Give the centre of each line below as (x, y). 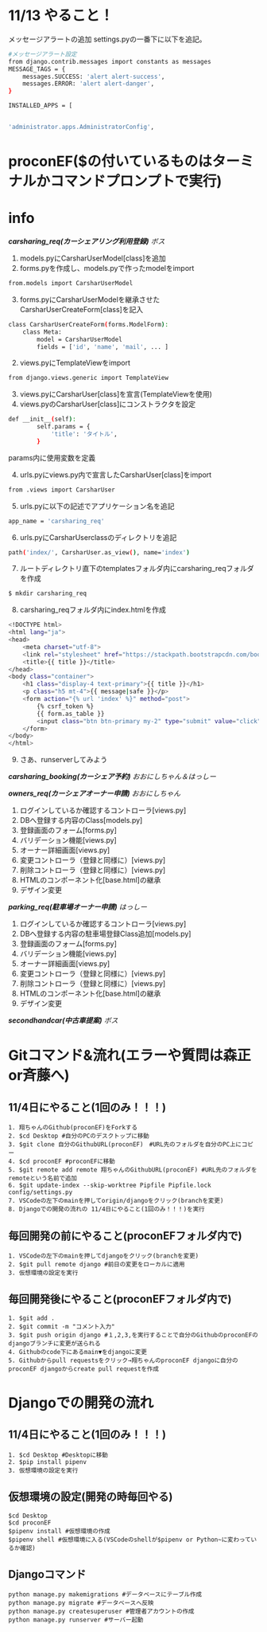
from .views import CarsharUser (62, 490)
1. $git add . (32, 1318)
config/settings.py (41, 1192)
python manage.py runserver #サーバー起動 (76, 1620)
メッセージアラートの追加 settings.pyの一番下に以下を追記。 (107, 39)
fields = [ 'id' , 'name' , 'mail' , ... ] (103, 346)
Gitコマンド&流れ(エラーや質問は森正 (130, 1056)
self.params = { (64, 427)
